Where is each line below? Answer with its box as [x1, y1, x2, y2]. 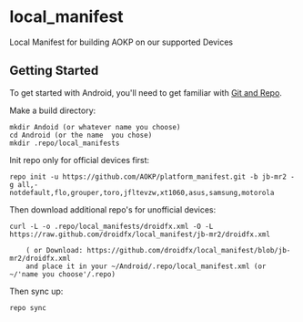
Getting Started [9, 63, 99, 78]
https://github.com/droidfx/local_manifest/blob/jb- [86, 245, 291, 254]
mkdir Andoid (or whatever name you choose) [9, 122, 181, 131]
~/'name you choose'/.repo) [9, 269, 116, 279]
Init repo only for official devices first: [9, 154, 150, 165]
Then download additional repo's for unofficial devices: [9, 203, 217, 215]
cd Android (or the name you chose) [9, 130, 153, 140]
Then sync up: [9, 286, 64, 296]
